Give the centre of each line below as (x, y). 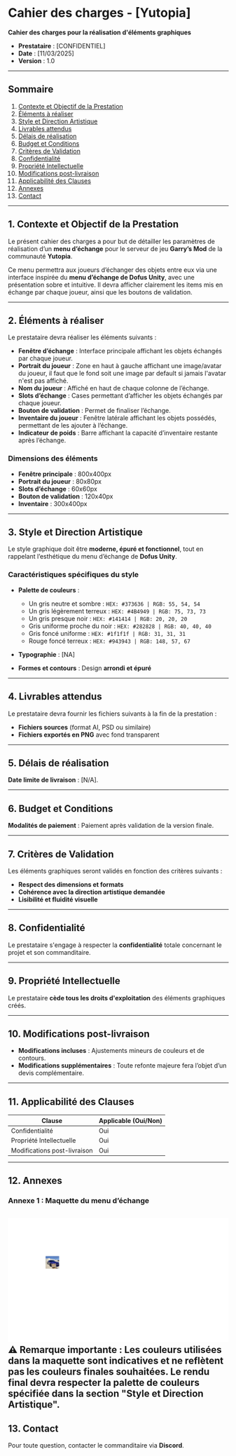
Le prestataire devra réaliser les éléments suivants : (82, 337)
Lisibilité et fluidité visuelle (58, 899)
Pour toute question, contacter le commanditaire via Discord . (96, 1445)
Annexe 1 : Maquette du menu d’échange (79, 1201)
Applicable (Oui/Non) (131, 1120)
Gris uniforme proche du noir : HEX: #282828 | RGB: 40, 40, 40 (120, 626)
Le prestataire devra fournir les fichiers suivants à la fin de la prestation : (112, 714)
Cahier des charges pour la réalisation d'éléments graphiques (100, 32)
